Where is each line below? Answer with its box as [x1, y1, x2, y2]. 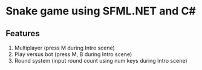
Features [5, 28, 40, 39]
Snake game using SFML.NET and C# [5, 4, 196, 18]
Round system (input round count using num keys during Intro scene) [14, 57, 188, 64]
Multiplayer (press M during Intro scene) [14, 44, 116, 51]
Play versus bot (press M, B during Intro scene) [14, 51, 132, 58]
